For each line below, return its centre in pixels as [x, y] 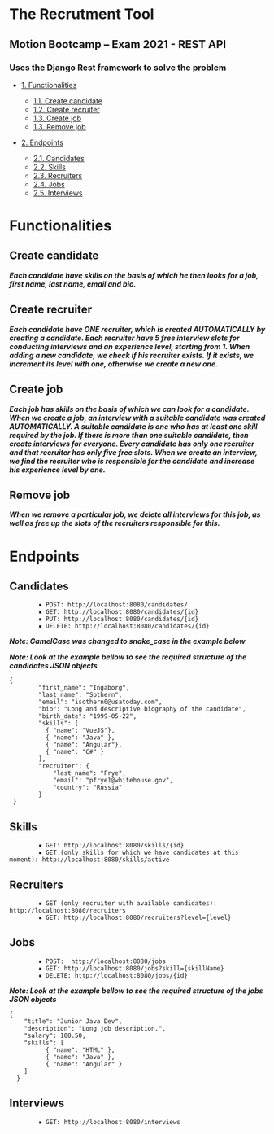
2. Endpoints [42, 142]
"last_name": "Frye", [89, 773]
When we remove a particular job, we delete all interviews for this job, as [135, 514]
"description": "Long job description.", [95, 1028]
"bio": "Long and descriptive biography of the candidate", [142, 709]
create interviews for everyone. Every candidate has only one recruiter [132, 444]
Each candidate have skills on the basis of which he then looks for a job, [134, 275]
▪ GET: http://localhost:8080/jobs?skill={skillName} [131, 968]
